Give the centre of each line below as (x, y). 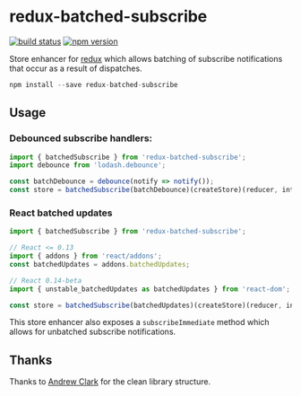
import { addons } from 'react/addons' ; (86, 256)
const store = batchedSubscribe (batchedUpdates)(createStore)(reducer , (146, 305)
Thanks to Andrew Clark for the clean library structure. (110, 382)
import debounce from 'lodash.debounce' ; (88, 165)
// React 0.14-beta (46, 280)
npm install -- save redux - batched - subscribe (94, 84)
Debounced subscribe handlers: (81, 138)
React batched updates (61, 213)
